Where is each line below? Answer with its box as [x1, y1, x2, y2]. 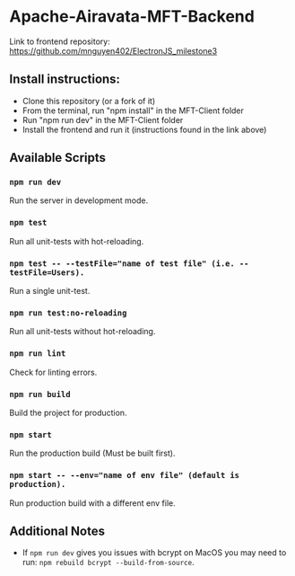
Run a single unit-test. [9, 286, 91, 297]
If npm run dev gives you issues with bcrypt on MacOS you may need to [22, 547, 287, 558]
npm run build [9, 389, 71, 399]
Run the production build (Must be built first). [9, 448, 176, 459]
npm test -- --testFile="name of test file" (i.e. [9, 258, 235, 269]
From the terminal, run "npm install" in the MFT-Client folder [22, 105, 245, 116]
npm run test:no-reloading [9, 307, 127, 318]
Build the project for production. [9, 407, 127, 418]
